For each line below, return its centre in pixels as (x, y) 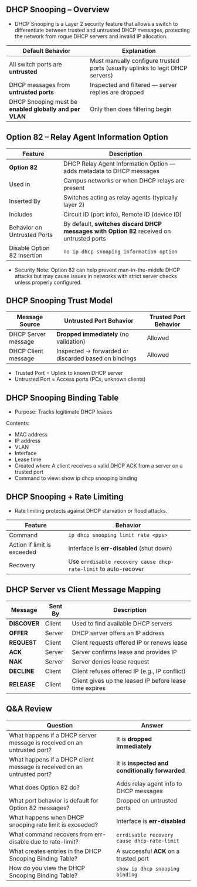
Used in (20, 184)
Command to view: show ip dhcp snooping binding (76, 478)
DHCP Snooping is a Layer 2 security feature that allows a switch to (96, 23)
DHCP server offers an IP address (118, 633)
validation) (71, 341)
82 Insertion (26, 255)
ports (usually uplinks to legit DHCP (139, 68)
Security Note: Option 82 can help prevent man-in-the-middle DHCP (97, 270)
